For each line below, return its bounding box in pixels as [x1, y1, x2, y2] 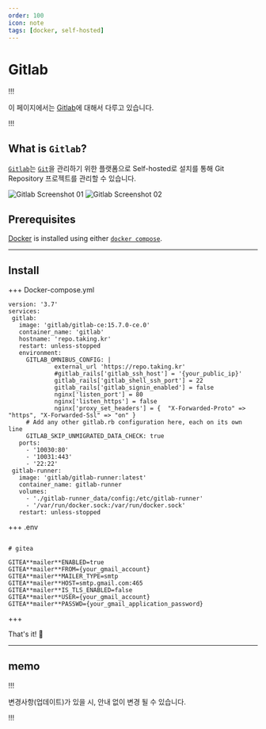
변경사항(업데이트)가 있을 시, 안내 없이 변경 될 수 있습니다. [8, 697, 186, 706]
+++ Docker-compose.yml [8, 284, 95, 294]
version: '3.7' [8, 300, 59, 308]
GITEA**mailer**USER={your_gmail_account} [8, 593, 150, 601]
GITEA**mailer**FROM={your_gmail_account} [8, 565, 150, 573]
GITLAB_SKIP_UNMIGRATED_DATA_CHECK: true [25, 432, 165, 440]
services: [8, 307, 41, 315]
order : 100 [8, 11, 44, 20]
